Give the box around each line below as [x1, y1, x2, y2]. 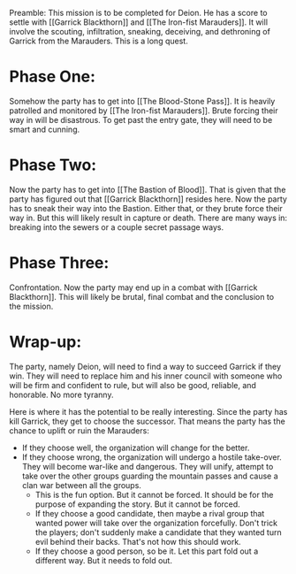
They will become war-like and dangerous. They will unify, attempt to [21, 461, 274, 471]
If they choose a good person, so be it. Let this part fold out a [34, 546, 259, 556]
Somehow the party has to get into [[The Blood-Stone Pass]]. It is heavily [9, 96, 276, 106]
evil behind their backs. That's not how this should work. [34, 536, 241, 547]
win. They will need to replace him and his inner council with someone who [9, 371, 283, 381]
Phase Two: [9, 155, 97, 175]
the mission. [9, 301, 54, 311]
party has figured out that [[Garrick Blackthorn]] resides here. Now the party [9, 194, 287, 204]
